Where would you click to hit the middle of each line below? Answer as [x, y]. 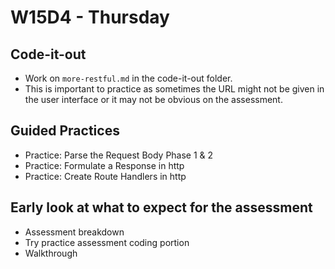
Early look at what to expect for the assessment [161, 207]
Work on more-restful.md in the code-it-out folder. [128, 78]
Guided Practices [65, 131]
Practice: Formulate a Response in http [104, 165]
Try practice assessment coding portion [107, 242]
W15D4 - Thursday [90, 17]
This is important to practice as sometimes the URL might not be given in [174, 89]
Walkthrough [51, 253]
